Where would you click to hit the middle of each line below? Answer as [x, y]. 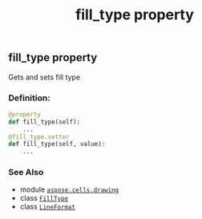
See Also [26, 172]
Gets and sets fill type [44, 77]
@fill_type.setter [39, 137]
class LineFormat [48, 207]
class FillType [44, 198]
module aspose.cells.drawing [69, 189]
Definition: [29, 98]
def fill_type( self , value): [57, 144]
